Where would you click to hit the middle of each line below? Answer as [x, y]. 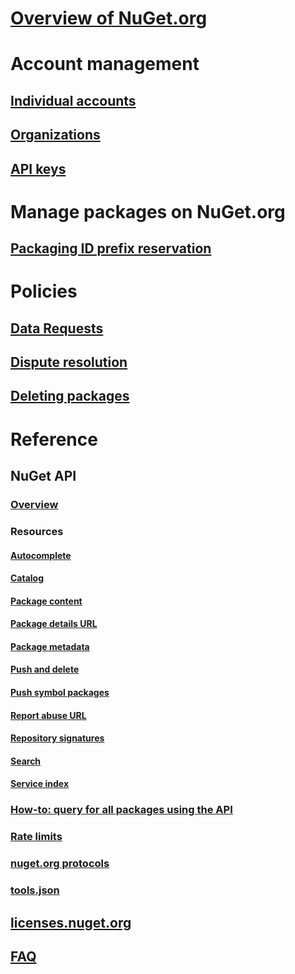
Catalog [27, 578]
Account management [105, 64]
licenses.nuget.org [71, 922]
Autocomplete [41, 555]
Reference [54, 439]
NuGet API [43, 476]
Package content [46, 601]
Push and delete [45, 669]
